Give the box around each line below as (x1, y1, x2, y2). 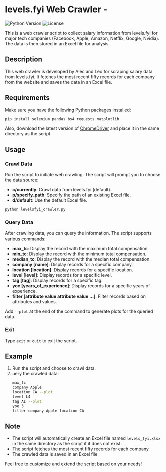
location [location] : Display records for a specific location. (12, 267, 133, 273)
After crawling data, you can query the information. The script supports (5, 230, 152, 237)
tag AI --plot (12, 399, 42, 404)
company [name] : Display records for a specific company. (12, 262, 133, 268)
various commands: (5, 235, 46, 242)
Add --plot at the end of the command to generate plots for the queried (5, 308, 153, 314)
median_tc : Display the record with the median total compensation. (12, 256, 151, 262)
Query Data (5, 219, 34, 226)
